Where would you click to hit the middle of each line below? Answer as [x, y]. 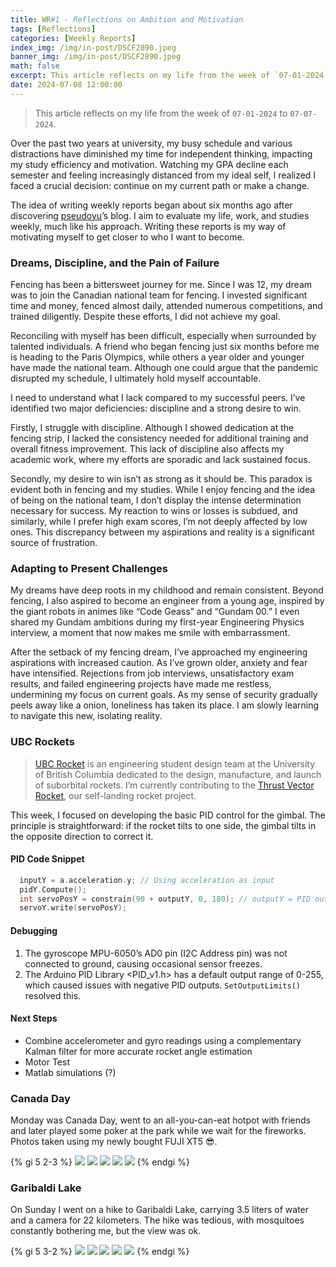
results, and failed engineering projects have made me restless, [141, 684]
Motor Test [47, 1062]
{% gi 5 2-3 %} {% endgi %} [100, 1162]
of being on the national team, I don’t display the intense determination [156, 500]
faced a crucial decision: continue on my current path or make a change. [160, 185]
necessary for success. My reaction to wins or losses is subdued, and [154, 511]
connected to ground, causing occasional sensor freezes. [143, 963]
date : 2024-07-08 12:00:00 [66, 85]
